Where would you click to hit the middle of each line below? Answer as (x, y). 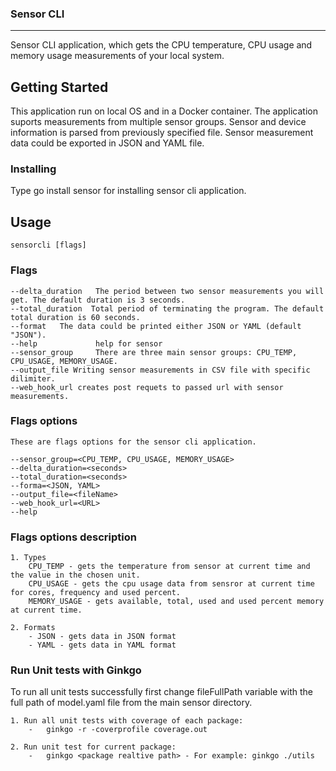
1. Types (28, 558)
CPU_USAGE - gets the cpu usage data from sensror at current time (171, 584)
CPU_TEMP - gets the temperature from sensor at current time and (169, 567)
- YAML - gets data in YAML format (102, 645)
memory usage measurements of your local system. (117, 56)
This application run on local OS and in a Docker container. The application (164, 111)
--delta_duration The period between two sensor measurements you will (167, 291)
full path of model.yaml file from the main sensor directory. (131, 703)
